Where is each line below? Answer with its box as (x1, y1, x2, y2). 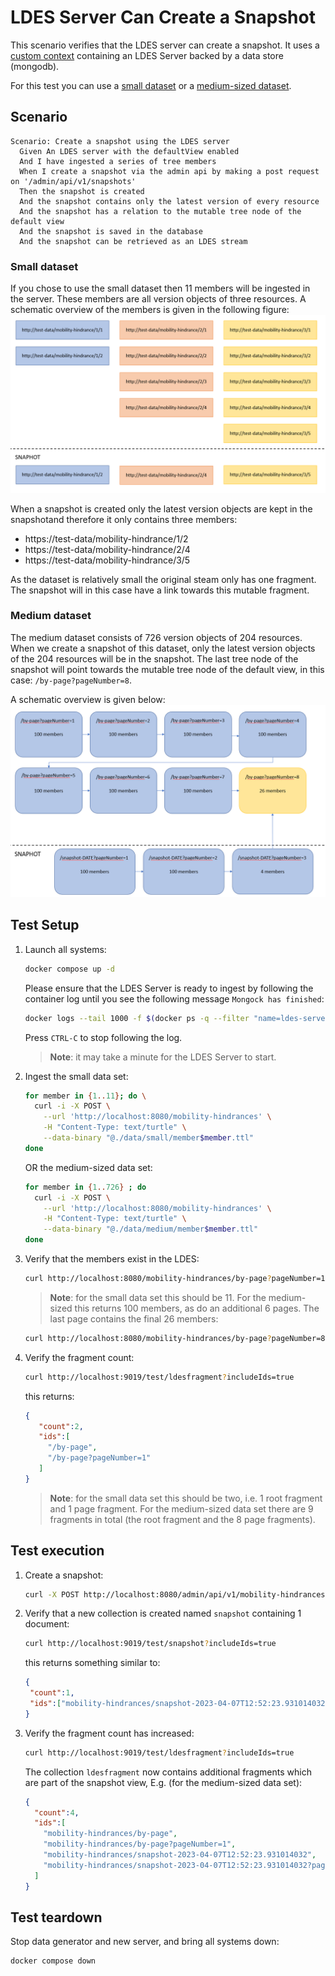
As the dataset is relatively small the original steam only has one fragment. (10, 573, 317, 585)
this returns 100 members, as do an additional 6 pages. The (74, 1302, 320, 1314)
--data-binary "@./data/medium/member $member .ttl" (43, 1224, 259, 1235)
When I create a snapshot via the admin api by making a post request (19, 166, 320, 176)
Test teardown (10, 1909, 103, 1926)
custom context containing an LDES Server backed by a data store (10, 49, 284, 61)
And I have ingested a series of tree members (19, 156, 217, 166)
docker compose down (10, 1956, 97, 1966)
